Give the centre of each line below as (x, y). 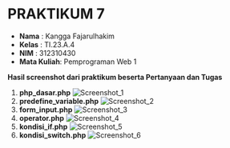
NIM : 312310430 (47, 53)
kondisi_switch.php (52, 135)
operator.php (42, 118)
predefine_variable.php (59, 101)
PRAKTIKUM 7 (56, 14)
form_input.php (46, 110)
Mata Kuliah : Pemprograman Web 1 (78, 62)
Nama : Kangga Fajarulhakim (67, 36)
